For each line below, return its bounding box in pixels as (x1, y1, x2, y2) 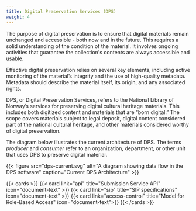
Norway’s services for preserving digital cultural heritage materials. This (6, 102, 180, 109)
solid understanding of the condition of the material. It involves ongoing (6, 42, 178, 50)
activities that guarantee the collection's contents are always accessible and (6, 49, 190, 56)
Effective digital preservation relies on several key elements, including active (6, 66, 190, 73)
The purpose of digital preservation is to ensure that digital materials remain (6, 30, 189, 37)
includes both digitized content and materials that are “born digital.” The (6, 109, 180, 116)
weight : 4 (6, 14, 30, 20)
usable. (6, 55, 24, 62)
